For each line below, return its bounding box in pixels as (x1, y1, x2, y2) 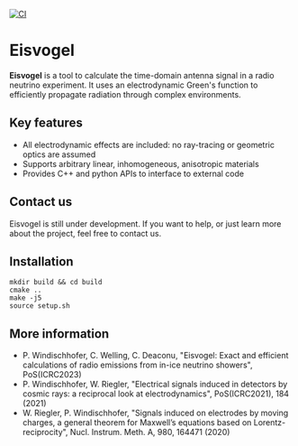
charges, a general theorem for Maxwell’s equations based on (22, 417, 252, 428)
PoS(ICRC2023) (22, 369, 83, 380)
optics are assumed (22, 149, 96, 160)
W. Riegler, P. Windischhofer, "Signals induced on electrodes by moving (22, 407, 289, 419)
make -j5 (9, 293, 42, 302)
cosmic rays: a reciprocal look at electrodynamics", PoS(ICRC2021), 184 (22, 388, 290, 399)
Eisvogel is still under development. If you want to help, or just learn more (9, 218, 282, 229)
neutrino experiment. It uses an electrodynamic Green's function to (9, 79, 258, 90)
